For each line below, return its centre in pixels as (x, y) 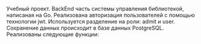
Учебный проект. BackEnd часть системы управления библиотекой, (95, 9)
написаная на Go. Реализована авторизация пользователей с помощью (100, 15)
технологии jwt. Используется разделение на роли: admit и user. (91, 21)
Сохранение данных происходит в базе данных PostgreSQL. (85, 28)
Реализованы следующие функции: (53, 34)
